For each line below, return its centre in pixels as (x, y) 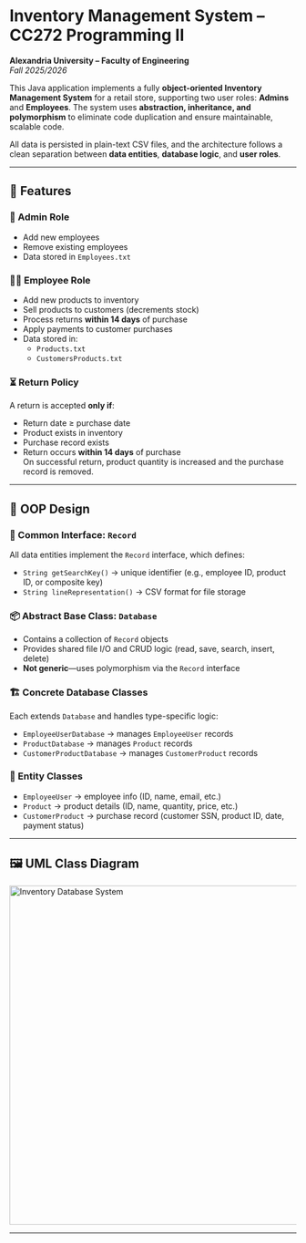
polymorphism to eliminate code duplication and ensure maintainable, (141, 117)
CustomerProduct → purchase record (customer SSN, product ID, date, (153, 815)
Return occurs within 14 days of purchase (102, 452)
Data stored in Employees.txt (76, 256)
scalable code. (37, 126)
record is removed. (58, 471)
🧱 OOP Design (50, 508)
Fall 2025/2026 (38, 70)
